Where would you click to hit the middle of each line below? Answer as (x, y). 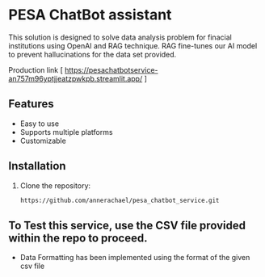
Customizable (43, 141)
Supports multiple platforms (66, 132)
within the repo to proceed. (78, 238)
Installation (37, 166)
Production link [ (36, 69)
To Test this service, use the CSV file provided (127, 225)
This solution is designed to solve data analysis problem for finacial (120, 37)
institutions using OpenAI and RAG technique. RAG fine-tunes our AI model (133, 45)
